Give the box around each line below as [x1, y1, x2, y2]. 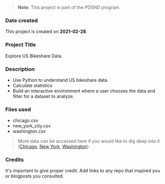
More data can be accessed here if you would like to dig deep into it [17, 138, 160, 144]
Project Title [5, 41, 37, 48]
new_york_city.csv [12, 123, 51, 129]
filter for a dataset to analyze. [12, 93, 75, 99]
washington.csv [12, 128, 46, 134]
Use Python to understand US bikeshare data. [12, 77, 109, 83]
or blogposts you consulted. [5, 173, 64, 179]
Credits [5, 156, 24, 163]
